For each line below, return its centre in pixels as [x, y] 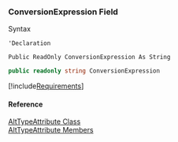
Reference [26, 104]
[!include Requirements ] [46, 86]
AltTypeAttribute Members [51, 130]
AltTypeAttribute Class [44, 121]
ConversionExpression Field [63, 12]
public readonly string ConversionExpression [84, 71]
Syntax [20, 29]
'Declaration [30, 43]
